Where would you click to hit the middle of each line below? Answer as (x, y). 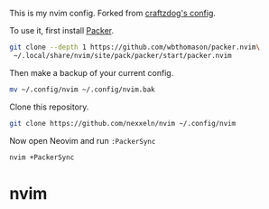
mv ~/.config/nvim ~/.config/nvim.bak (82, 90)
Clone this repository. (49, 107)
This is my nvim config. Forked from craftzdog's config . (113, 13)
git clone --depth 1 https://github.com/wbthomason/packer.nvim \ (134, 47)
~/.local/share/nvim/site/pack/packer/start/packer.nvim (122, 55)
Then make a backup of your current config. (92, 72)
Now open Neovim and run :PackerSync (83, 140)
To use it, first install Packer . (62, 30)
